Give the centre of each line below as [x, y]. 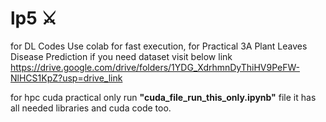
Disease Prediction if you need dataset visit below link [121, 56]
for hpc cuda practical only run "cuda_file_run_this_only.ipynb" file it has [163, 97]
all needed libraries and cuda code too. [91, 108]
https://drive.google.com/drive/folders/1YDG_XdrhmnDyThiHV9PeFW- [155, 67]
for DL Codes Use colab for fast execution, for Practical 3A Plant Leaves [159, 46]
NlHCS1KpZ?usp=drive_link [66, 78]
